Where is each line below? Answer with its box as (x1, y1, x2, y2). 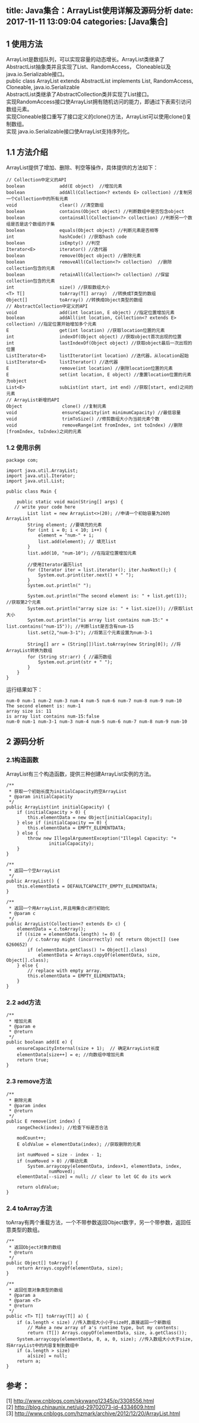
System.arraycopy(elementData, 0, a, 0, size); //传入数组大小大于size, (17, 1336, 194, 1342)
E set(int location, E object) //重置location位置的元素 (6, 372, 192, 378)
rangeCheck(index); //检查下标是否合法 (17, 1124, 109, 1130)
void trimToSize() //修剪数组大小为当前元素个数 (6, 416, 160, 422)
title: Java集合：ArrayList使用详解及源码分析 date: (6, 5, 194, 16)
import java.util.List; (6, 478, 65, 484)
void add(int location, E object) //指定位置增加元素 (6, 310, 175, 316)
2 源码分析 (6, 736, 45, 747)
